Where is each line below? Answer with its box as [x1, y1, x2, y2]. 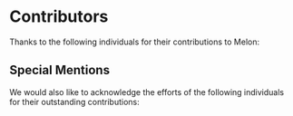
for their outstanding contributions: [9, 96, 140, 107]
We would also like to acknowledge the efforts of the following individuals [9, 86, 284, 97]
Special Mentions [9, 63, 111, 78]
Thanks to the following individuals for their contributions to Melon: [9, 36, 260, 47]
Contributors [9, 6, 109, 27]
